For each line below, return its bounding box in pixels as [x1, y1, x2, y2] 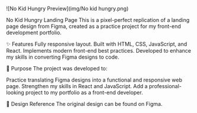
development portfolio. [6, 29, 62, 36]
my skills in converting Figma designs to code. [6, 53, 120, 60]
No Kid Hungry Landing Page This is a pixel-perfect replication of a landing [6, 17, 190, 23]
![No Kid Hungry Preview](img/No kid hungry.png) [6, 5, 129, 12]
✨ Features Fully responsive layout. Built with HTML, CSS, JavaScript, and [6, 41, 188, 47]
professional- [149, 83, 182, 89]
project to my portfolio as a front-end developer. [26, 89, 144, 96]
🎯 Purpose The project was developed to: [6, 65, 108, 72]
